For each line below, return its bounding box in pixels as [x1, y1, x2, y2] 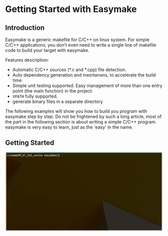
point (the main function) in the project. [12, 88, 93, 93]
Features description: [5, 57, 49, 63]
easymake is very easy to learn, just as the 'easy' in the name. [5, 124, 133, 130]
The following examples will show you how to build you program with [5, 108, 147, 114]
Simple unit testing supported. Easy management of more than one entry [12, 82, 162, 88]
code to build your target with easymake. [5, 47, 90, 53]
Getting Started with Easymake [5, 3, 137, 15]
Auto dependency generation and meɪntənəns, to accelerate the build [12, 72, 156, 78]
